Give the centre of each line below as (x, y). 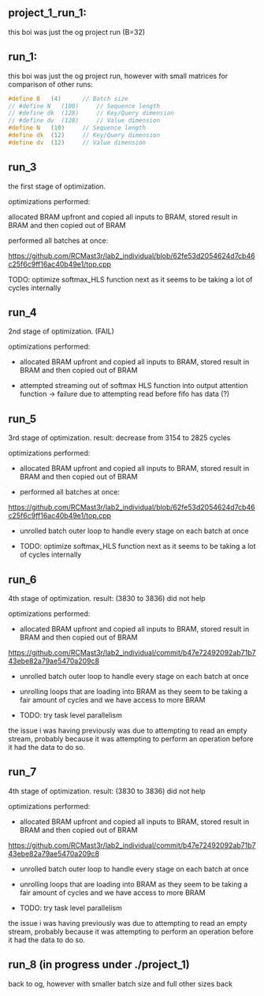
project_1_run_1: (47, 13)
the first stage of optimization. (57, 186)
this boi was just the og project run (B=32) (77, 32)
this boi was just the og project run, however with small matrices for (118, 76)
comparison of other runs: (50, 84)
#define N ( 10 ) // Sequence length (77, 128)
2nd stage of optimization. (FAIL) (61, 331)
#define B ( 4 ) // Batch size (68, 99)
